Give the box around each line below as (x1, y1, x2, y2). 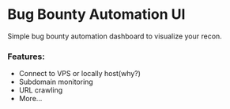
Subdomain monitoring (18, 77, 94, 87)
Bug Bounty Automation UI (7, 5, 186, 24)
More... (18, 94, 43, 104)
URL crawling (18, 85, 63, 95)
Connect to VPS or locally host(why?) (18, 69, 141, 78)
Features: (7, 51, 45, 62)
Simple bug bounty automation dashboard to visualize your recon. (7, 31, 222, 41)
